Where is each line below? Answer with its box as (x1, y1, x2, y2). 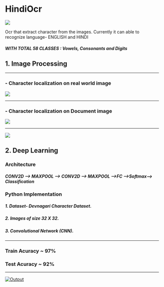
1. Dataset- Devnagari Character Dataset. (5, 203, 92, 209)
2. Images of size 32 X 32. (5, 215, 60, 221)
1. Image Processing (5, 59, 67, 68)
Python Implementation (5, 191, 62, 198)
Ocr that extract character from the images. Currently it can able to (5, 28, 140, 35)
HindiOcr (5, 3, 42, 15)
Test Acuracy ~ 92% (5, 261, 55, 267)
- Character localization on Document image (5, 107, 112, 114)
